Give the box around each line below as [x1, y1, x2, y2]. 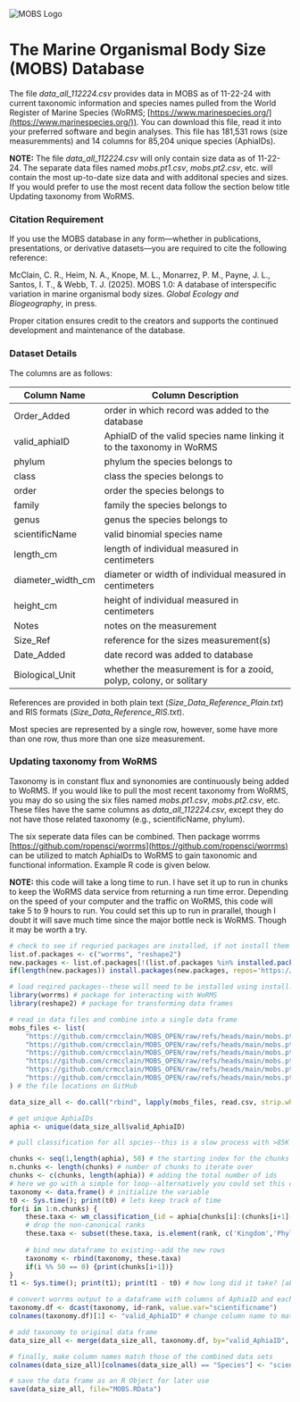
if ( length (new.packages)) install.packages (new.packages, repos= [9, 966, 257, 975]
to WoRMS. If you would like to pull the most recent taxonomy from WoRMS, [9, 785, 288, 796]
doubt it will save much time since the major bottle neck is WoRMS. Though [9, 914, 287, 925]
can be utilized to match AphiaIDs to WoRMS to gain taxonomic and [9, 849, 257, 861]
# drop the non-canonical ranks [25, 1221, 146, 1230]
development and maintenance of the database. [9, 325, 186, 336]
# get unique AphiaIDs [9, 1114, 94, 1122]
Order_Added [13, 409, 71, 421]
